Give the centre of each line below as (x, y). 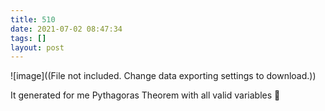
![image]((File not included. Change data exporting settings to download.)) (163, 76)
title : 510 (33, 19)
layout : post (37, 47)
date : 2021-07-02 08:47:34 (66, 29)
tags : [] (28, 38)
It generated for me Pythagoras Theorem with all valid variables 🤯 (145, 95)
